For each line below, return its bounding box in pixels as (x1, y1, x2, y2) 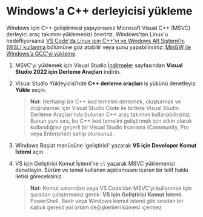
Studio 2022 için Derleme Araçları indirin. (15, 68, 121, 75)
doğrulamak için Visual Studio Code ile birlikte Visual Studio (30, 104, 179, 111)
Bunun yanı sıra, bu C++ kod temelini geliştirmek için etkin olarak (30, 117, 192, 125)
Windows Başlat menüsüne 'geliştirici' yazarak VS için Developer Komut (15, 141, 197, 149)
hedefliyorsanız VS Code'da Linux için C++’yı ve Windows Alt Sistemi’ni (6, 37, 185, 44)
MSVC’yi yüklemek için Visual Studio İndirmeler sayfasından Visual (15, 62, 183, 69)
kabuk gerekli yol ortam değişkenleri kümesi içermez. (30, 204, 164, 211)
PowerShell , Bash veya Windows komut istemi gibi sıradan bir (30, 197, 184, 204)
